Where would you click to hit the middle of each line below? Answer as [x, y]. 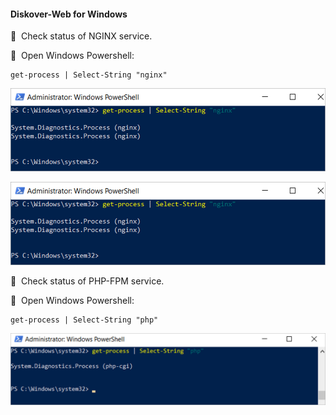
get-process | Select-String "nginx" [89, 75]
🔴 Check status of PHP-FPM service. [87, 281]
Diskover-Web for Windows [69, 14]
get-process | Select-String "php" [84, 320]
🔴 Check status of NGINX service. [81, 36]
